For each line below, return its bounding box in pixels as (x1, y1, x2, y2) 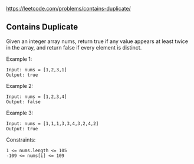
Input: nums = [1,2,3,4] (6, 94, 67, 100)
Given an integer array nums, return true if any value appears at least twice (6, 38, 189, 45)
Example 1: (6, 55, 32, 63)
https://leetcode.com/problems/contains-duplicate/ (6, 5, 131, 12)
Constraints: (6, 136, 36, 143)
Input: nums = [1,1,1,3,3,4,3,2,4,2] (6, 120, 99, 126)
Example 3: (6, 109, 34, 116)
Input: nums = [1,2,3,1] (6, 67, 67, 73)
